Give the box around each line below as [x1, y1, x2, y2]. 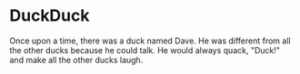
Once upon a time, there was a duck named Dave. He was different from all [9, 35, 291, 46]
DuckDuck [9, 5, 90, 26]
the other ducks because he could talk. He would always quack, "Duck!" [9, 44, 280, 55]
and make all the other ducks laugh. [9, 54, 144, 65]
